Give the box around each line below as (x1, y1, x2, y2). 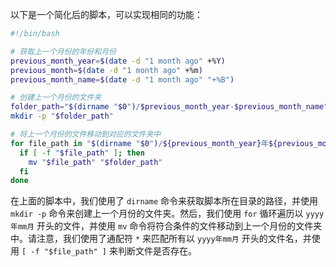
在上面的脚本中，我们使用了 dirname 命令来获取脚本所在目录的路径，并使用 (10, 195, 318, 207)
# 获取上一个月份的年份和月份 (10, 46, 117, 57)
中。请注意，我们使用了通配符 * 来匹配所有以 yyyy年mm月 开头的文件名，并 (10, 233, 312, 245)
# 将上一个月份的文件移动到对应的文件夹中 (10, 129, 162, 139)
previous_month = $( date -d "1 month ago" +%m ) (10, 65, 203, 75)
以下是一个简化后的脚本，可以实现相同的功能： (10, 9, 203, 20)
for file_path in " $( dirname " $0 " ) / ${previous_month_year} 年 (10, 138, 269, 148)
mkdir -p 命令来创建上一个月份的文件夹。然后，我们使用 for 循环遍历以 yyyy (10, 208, 325, 220)
